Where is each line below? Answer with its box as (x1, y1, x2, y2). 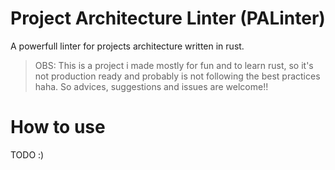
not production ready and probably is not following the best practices (34, 70, 321, 82)
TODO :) (10, 148, 45, 161)
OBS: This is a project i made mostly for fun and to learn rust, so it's (34, 59, 314, 71)
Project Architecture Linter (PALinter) (10, 7, 326, 30)
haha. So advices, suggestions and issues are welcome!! (34, 80, 269, 92)
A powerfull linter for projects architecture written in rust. (10, 40, 245, 52)
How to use (10, 116, 106, 139)
